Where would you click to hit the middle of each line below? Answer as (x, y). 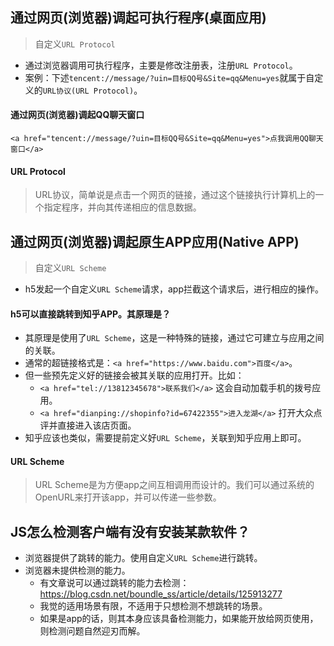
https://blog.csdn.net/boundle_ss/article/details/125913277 (161, 594)
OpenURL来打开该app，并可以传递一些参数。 (128, 497)
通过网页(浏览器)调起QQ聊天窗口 (77, 115)
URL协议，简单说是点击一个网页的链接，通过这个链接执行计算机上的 (175, 195)
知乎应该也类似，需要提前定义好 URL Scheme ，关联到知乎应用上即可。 (165, 438)
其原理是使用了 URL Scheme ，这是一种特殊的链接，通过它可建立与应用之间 (174, 338)
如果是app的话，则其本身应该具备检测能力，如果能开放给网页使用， (179, 619)
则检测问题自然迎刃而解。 (92, 631)
